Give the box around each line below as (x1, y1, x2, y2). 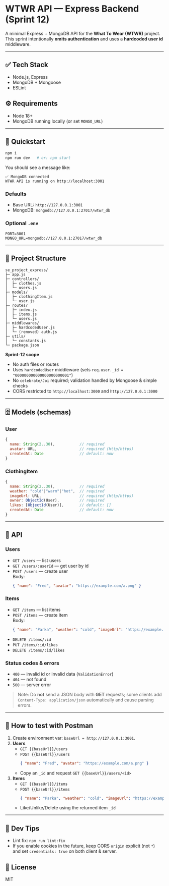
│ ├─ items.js (5, 311, 37, 317)
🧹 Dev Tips (5, 824, 40, 833)
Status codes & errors (5, 659, 59, 667)
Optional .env (5, 220, 39, 227)
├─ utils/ (5, 334, 26, 339)
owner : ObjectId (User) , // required (10, 498, 105, 503)
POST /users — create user (12, 568, 68, 574)
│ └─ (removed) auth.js (5, 329, 57, 335)
